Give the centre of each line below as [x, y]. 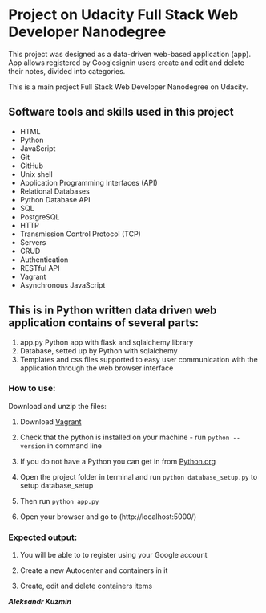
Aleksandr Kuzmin [40, 602]
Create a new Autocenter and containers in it [94, 570]
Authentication [44, 260]
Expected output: [43, 537]
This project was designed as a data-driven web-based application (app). [129, 54]
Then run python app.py [59, 501]
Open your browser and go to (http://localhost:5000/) [108, 517]
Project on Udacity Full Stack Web [123, 15]
